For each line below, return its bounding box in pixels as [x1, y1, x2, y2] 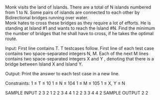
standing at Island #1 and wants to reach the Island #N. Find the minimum [5, 25, 156, 31]
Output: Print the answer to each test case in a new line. [5, 71, 120, 76]
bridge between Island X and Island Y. [5, 61, 83, 67]
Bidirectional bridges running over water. [5, 15, 88, 20]
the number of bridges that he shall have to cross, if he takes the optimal [5, 31, 154, 36]
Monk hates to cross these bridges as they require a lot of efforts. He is [5, 20, 151, 26]
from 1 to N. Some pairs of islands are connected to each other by [5, 9, 140, 15]
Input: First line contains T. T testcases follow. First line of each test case [5, 46, 154, 51]
